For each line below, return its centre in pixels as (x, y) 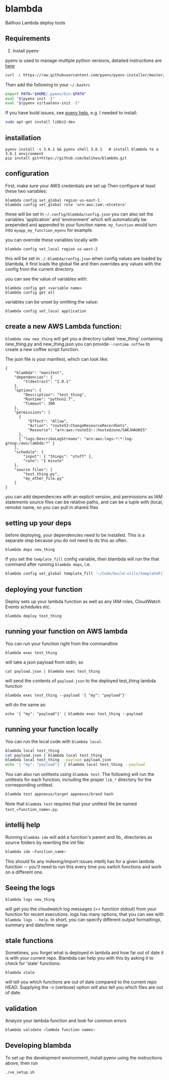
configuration (27, 173)
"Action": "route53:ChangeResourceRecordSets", (78, 425)
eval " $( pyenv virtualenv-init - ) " (43, 103)
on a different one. (24, 872)
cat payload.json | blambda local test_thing (54, 755)
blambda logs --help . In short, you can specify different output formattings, (83, 919)
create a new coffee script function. (42, 349)
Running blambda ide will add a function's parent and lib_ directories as (79, 837)
